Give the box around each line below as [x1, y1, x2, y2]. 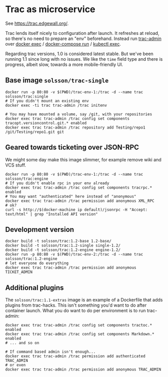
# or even [5, 363, 26, 368]
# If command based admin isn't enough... [5, 349, 96, 355]
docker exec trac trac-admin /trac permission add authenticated [5, 354, 145, 359]
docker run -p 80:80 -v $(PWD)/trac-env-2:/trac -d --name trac [5, 252, 143, 257]
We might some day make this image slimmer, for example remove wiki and [5, 156, 161, 162]
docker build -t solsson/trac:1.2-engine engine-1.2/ [5, 247, 121, 253]
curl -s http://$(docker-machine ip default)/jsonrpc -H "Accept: [5, 207, 148, 212]
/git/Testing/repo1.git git [5, 129, 65, 135]
